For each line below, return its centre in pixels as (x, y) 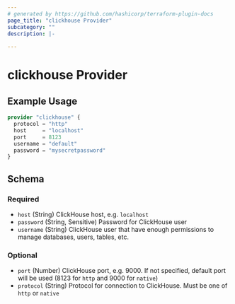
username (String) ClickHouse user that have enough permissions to (116, 229)
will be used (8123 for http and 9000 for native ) (88, 278)
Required (23, 199)
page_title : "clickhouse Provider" (60, 21)
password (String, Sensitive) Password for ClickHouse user (102, 222)
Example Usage (42, 101)
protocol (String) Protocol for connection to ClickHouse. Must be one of (122, 286)
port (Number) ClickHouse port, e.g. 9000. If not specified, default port (122, 271)
